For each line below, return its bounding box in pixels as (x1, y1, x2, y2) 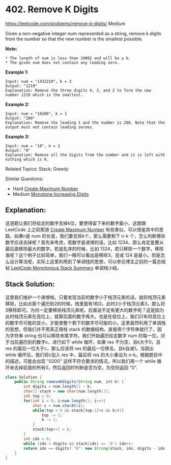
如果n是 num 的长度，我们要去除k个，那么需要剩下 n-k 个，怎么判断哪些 (14, 232, 165, 239)
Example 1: (5, 69, 29, 75)
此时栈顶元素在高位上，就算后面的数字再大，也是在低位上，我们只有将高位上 (5, 313, 166, 319)
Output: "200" (5, 115, 36, 121)
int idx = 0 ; (23, 436, 51, 441)
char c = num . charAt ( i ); (32, 403, 85, 408)
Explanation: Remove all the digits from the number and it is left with (5, 152, 165, 157)
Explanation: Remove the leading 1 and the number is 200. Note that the (5, 120, 165, 125)
